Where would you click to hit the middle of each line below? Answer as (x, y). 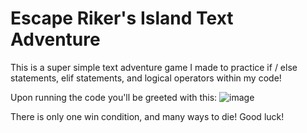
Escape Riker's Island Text (122, 18)
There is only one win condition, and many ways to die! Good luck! (147, 116)
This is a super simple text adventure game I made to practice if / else (154, 67)
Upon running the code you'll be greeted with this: (114, 97)
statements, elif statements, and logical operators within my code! (146, 78)
